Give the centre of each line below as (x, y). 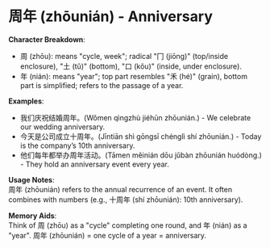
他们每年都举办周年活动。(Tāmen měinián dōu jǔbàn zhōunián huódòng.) (141, 155)
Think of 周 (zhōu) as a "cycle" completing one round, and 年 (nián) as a (128, 225)
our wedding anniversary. (62, 127)
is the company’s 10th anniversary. (77, 145)
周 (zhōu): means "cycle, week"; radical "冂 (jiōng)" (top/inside (124, 56)
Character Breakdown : (47, 39)
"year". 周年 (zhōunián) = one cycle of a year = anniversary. (108, 235)
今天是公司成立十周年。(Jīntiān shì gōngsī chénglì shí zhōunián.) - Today (141, 136)
